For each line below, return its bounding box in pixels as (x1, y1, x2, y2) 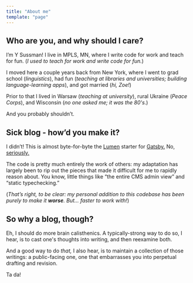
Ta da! (6, 271, 22, 278)
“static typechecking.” (6, 180, 60, 187)
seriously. (6, 149, 30, 156)
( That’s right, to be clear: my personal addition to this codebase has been (6, 191, 185, 198)
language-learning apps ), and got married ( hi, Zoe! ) (6, 82, 132, 89)
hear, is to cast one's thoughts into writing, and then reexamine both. (6, 235, 172, 242)
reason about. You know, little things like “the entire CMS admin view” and (6, 173, 185, 180)
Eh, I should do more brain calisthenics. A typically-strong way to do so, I (6, 230, 183, 237)
